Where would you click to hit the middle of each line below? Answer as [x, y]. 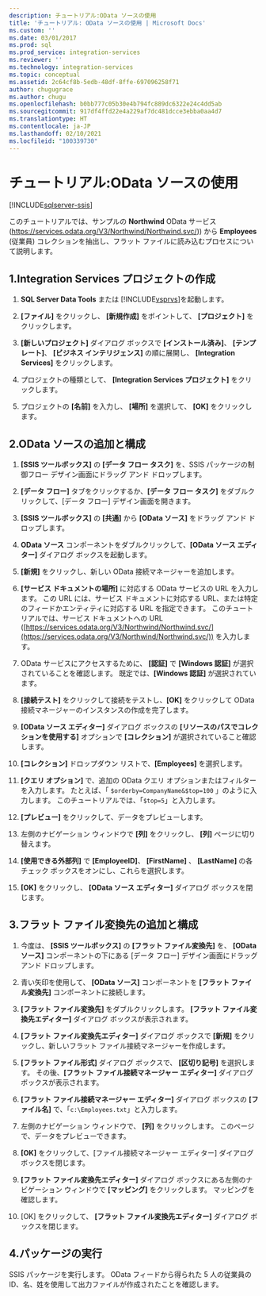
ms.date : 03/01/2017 [43, 38]
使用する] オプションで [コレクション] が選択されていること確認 [152, 737]
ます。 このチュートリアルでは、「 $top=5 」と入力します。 [127, 800]
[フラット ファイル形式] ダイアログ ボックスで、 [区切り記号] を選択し [134, 1062]
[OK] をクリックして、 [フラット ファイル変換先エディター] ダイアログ [134, 1216]
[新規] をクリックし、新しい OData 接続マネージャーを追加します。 [129, 571]
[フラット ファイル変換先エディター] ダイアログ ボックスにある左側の [133, 1179]
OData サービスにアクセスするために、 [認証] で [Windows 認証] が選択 [137, 663]
